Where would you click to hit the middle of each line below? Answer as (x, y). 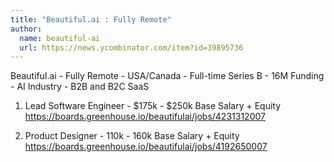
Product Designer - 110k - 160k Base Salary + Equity (132, 136)
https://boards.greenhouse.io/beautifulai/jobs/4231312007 (145, 117)
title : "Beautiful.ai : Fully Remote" (91, 19)
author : (26, 29)
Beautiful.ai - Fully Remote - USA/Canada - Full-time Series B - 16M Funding (167, 76)
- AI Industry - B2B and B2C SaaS (80, 87)
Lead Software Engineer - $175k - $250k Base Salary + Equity (153, 106)
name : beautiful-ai (60, 38)
